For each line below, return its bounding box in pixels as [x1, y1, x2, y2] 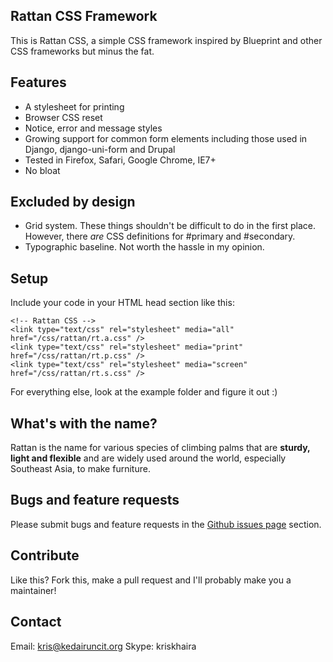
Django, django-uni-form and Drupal [24, 143, 176, 155]
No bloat [24, 164, 61, 176]
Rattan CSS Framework [10, 8, 158, 25]
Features [10, 74, 67, 91]
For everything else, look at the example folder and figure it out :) [10, 386, 278, 398]
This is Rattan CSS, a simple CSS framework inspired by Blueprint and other [10, 34, 323, 46]
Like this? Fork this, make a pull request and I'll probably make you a [10, 574, 292, 586]
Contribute [10, 547, 80, 564]
